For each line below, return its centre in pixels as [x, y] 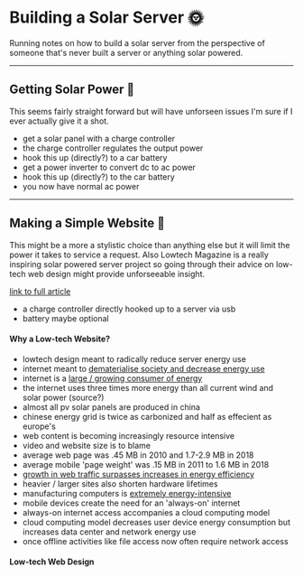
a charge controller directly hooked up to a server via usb [129, 309]
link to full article [40, 291]
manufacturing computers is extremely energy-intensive [127, 493]
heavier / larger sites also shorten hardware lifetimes [120, 483]
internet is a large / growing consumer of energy [112, 378]
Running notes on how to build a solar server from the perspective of [138, 42]
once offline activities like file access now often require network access [155, 541]
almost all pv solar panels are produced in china [111, 407]
